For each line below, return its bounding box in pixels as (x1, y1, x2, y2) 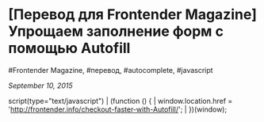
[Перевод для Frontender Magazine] (8, 6, 258, 24)
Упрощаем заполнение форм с (8, 22, 224, 40)
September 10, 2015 (8, 81, 73, 90)
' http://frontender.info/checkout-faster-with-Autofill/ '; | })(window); (8, 105, 228, 114)
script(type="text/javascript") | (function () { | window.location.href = (8, 96, 233, 105)
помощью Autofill (8, 40, 131, 57)
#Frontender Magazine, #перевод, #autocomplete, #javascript (8, 65, 213, 74)
